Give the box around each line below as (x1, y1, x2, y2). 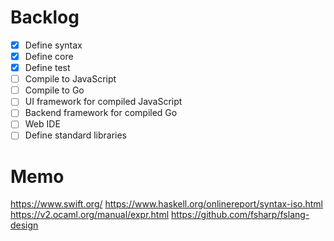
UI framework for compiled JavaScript (24, 96, 183, 108)
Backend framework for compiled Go (24, 107, 178, 119)
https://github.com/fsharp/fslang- (171, 209, 310, 221)
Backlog (10, 6, 80, 29)
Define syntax (24, 39, 83, 51)
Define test (24, 62, 71, 74)
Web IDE (24, 118, 61, 130)
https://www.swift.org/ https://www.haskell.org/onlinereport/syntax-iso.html (10, 198, 323, 210)
